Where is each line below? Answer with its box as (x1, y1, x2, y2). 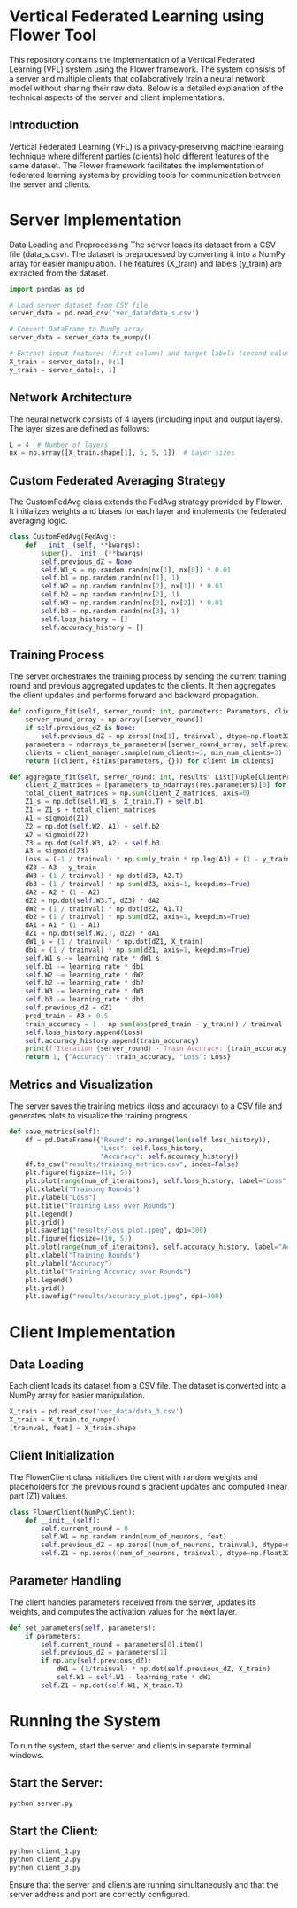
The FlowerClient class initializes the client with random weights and (9, 1471, 258, 1482)
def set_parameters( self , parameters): (9, 1624, 156, 1632)
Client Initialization (9, 1448, 115, 1463)
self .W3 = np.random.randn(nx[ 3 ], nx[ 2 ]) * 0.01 (41, 598, 224, 608)
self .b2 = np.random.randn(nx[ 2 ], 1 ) (41, 590, 179, 599)
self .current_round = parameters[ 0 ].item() (41, 1639, 203, 1649)
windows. (9, 1749, 44, 1760)
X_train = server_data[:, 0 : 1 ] (9, 357, 125, 366)
